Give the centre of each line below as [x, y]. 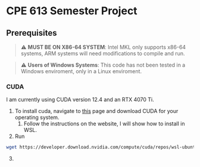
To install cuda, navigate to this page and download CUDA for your [96, 111]
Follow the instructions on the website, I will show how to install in [104, 124]
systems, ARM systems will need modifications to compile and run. [103, 53]
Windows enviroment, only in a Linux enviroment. [81, 71]
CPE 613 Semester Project [72, 11]
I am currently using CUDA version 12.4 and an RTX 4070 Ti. [80, 100]
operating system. [37, 118]
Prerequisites [32, 33]
